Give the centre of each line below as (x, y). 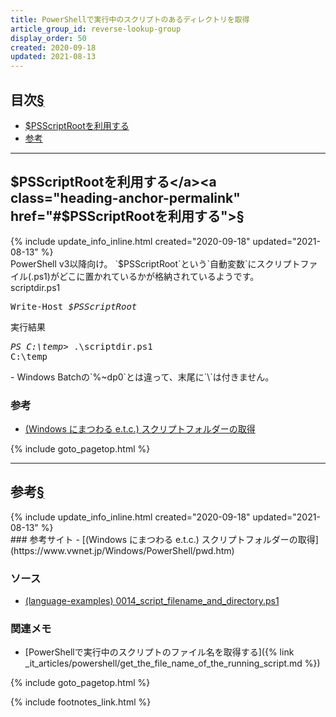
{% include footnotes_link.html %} (81, 702)
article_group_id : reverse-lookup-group (96, 29)
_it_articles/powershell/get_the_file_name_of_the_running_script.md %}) (172, 663)
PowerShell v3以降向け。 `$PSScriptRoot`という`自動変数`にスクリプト (155, 263)
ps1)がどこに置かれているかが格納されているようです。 (146, 276)
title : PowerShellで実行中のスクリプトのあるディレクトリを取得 (130, 19)
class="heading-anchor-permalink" (125, 198)
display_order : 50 (48, 38)
